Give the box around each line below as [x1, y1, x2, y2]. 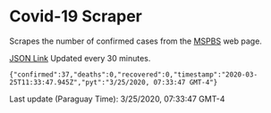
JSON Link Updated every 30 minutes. [9, 52, 151, 63]
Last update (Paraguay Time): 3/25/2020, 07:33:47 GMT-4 [9, 93, 225, 104]
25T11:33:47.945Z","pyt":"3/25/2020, [9, 77, 150, 86]
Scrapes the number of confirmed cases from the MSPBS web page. [9, 36, 262, 46]
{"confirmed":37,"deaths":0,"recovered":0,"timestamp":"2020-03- [9, 69, 258, 79]
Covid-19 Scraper [9, 6, 143, 27]
